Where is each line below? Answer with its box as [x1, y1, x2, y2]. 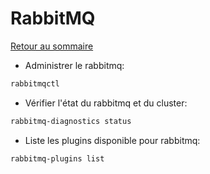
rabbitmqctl [10, 78, 60, 89]
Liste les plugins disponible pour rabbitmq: [24, 134, 201, 146]
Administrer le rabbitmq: [24, 59, 125, 71]
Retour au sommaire [10, 40, 94, 52]
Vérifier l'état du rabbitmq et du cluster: [24, 97, 188, 109]
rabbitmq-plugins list [10, 153, 105, 164]
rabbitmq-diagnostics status [10, 116, 132, 126]
